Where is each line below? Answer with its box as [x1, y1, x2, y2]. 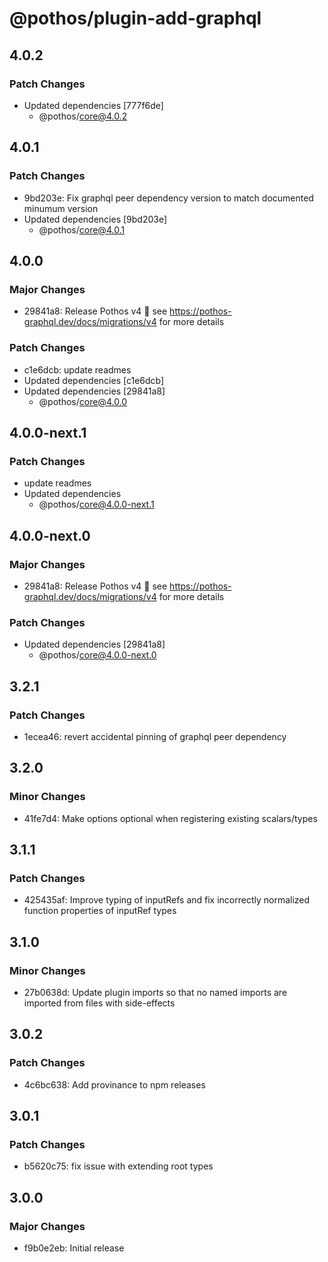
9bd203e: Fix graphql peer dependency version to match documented [23, 192, 314, 204]
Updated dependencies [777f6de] [23, 99, 164, 111]
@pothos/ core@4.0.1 [38, 223, 126, 236]
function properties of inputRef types [23, 905, 177, 917]
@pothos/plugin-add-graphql [9, 7, 262, 30]
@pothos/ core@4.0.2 [38, 110, 128, 122]
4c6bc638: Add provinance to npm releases [23, 1078, 206, 1091]
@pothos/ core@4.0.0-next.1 [38, 498, 155, 511]
